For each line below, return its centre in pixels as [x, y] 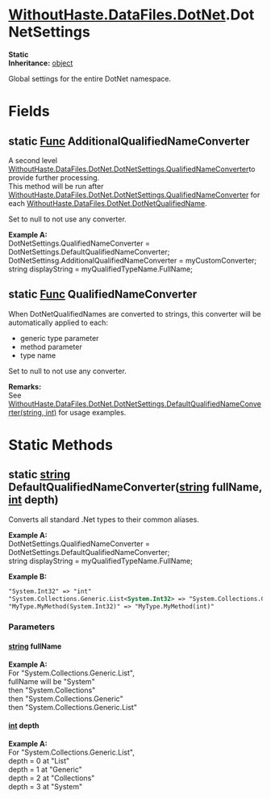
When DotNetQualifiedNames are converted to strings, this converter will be [135, 313]
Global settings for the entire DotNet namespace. [90, 78]
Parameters [31, 627]
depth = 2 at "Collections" [52, 778]
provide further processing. [54, 177]
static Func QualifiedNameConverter [103, 294]
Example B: [27, 576]
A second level [33, 160]
